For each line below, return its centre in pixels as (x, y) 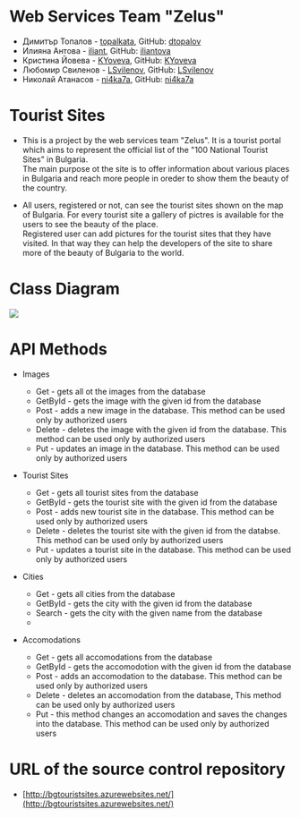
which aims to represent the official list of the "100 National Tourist (145, 149)
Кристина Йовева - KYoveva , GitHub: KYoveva (109, 60)
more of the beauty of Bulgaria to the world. (103, 252)
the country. (45, 187)
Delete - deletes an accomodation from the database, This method (159, 694)
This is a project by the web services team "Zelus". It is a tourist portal (152, 140)
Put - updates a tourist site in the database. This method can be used (163, 550)
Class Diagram (65, 289)
